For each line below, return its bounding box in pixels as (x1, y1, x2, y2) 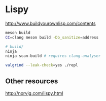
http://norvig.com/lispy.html (5, 90, 63, 96)
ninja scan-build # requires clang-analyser (5, 53, 101, 59)
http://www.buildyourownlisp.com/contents (5, 20, 96, 26)
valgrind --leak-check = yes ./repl (5, 62, 79, 68)
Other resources (5, 77, 58, 85)
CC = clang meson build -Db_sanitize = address (5, 35, 99, 40)
